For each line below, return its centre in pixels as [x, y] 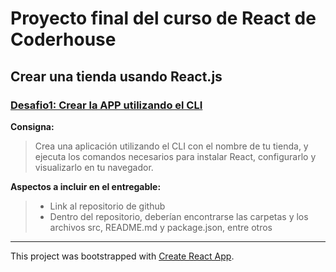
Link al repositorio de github [107, 206]
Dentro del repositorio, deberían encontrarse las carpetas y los [179, 216]
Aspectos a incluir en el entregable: [86, 186]
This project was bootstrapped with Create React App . [122, 256]
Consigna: [32, 126]
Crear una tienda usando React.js [116, 76]
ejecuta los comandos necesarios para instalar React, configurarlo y [175, 156]
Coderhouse [63, 39]
